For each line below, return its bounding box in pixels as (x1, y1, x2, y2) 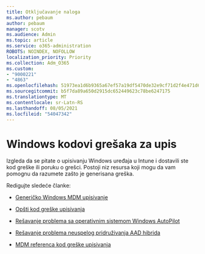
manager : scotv (6, 26, 45, 32)
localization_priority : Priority (6, 54, 92, 60)
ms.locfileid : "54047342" (6, 111, 72, 117)
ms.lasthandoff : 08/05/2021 (6, 105, 78, 111)
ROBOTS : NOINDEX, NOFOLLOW (6, 49, 75, 55)
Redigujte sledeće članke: (6, 182, 71, 189)
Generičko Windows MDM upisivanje (15, 194, 109, 201)
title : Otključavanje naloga (6, 9, 81, 15)
